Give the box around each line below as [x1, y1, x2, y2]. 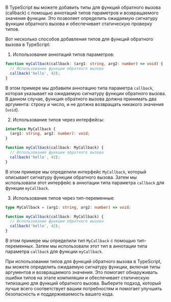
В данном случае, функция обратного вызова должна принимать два [5, 96, 157, 102]
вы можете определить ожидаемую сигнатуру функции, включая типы [5, 264, 161, 270]
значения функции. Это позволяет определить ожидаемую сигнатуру [5, 15, 158, 21]
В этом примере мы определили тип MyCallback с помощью [5, 238, 136, 244]
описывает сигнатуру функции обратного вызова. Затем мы [5, 174, 137, 180]
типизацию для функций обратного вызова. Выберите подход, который [5, 280, 161, 286]
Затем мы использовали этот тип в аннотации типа [35, 243, 148, 249]
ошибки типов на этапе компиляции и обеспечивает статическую [5, 275, 150, 281]
